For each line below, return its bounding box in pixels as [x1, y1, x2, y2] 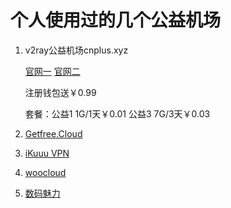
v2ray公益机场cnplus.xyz [24, 44, 129, 56]
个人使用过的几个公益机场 [10, 9, 222, 32]
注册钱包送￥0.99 [24, 86, 97, 98]
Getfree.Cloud [24, 127, 83, 140]
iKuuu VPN [24, 147, 70, 159]
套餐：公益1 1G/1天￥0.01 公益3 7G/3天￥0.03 [24, 107, 211, 120]
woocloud [24, 166, 67, 178]
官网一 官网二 [24, 65, 81, 77]
